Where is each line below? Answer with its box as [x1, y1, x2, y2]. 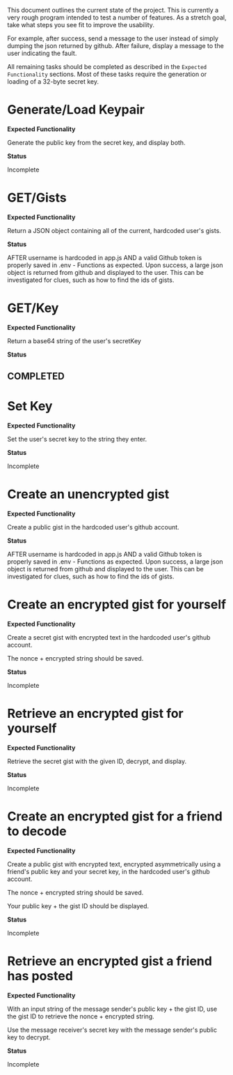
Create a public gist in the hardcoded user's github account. [7, 523, 179, 532]
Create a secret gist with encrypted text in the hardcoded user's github [7, 633, 211, 642]
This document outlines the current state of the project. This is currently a [7, 6, 219, 14]
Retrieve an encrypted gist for [7, 706, 184, 721]
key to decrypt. [7, 1032, 51, 1042]
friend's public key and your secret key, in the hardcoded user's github [7, 867, 210, 875]
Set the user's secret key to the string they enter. [7, 435, 147, 444]
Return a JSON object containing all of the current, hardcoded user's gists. [7, 226, 221, 234]
